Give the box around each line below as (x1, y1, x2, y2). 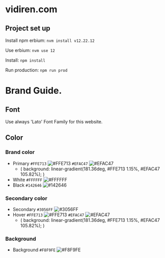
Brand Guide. (5, 85, 62, 96)
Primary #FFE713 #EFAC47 (12, 160, 88, 166)
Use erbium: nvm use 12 (5, 47, 55, 53)
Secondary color (5, 195, 47, 202)
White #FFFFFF (12, 176, 42, 183)
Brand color (5, 149, 35, 156)
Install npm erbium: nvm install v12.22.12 (5, 37, 95, 43)
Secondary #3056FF (12, 206, 53, 212)
